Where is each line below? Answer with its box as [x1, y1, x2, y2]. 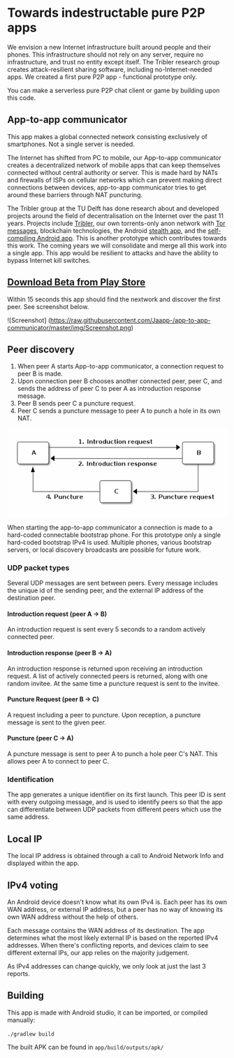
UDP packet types [7, 563, 70, 573]
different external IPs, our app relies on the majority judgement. [7, 949, 190, 957]
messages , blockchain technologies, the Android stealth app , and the [7, 226, 207, 235]
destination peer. [7, 594, 56, 602]
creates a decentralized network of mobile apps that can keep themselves [7, 161, 221, 169]
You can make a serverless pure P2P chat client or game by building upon [7, 86, 220, 94]
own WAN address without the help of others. [7, 913, 138, 921]
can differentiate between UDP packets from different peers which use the [7, 806, 222, 814]
